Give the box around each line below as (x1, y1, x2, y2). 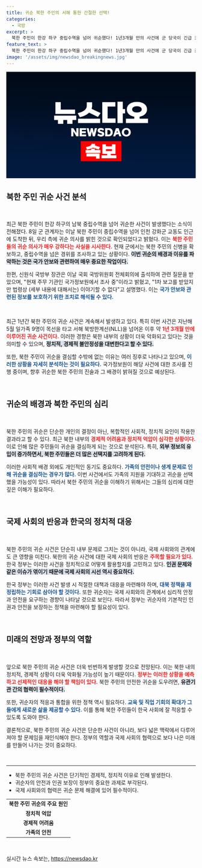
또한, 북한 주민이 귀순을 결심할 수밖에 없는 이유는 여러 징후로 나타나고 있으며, (6, 353, 186, 360)
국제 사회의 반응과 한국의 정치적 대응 (6, 517, 132, 527)
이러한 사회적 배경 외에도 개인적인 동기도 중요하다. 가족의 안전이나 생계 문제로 (6, 463, 187, 470)
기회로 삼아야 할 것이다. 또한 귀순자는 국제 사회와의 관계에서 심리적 (26, 588, 182, 596)
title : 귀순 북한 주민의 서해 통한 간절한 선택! (6, 10, 110, 16)
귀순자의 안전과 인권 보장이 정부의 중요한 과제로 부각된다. (14, 779, 148, 786)
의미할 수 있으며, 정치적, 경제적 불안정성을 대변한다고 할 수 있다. (6, 340, 155, 348)
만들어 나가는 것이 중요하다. (12, 741, 77, 748)
